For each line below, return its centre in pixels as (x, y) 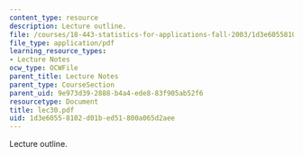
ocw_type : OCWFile (44, 69)
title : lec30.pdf (42, 110)
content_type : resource (54, 18)
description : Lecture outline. (68, 26)
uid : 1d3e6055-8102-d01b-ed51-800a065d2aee (92, 118)
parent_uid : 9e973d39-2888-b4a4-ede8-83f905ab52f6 (106, 93)
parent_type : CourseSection (62, 85)
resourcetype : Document (54, 101)
